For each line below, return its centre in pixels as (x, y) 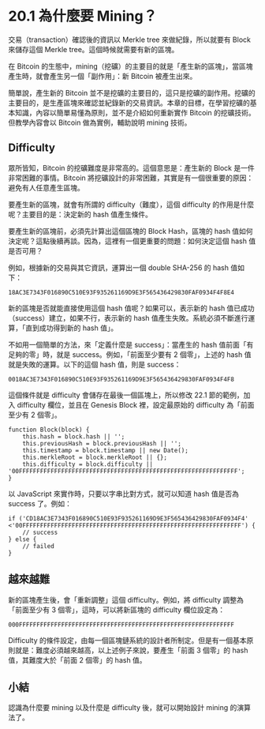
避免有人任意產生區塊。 (46, 187)
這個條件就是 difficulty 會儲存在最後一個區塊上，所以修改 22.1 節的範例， (126, 395)
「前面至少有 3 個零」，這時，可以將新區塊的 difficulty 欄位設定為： (117, 610)
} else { (22, 539)
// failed (39, 546)
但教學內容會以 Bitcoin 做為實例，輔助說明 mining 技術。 (100, 122)
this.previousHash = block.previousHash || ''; (102, 443)
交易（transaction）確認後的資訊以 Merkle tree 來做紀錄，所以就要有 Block (129, 39)
